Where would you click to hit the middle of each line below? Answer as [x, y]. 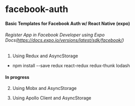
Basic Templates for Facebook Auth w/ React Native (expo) [67, 23]
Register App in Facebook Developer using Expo [55, 35]
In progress [17, 77]
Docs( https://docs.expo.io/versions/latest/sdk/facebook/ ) [64, 40]
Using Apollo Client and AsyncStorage [52, 98]
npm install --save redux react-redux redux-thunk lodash [71, 65]
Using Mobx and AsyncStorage [44, 88]
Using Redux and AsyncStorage [45, 56]
